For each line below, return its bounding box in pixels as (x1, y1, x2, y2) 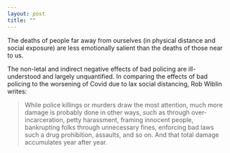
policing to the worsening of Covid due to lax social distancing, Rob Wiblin (7, 79, 222, 88)
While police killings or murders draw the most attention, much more (24, 100, 223, 109)
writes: (7, 87, 27, 95)
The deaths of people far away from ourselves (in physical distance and (7, 36, 216, 44)
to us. (7, 51, 24, 60)
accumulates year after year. (24, 138, 108, 146)
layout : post (7, 10, 46, 18)
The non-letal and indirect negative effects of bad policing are (7, 65, 187, 73)
